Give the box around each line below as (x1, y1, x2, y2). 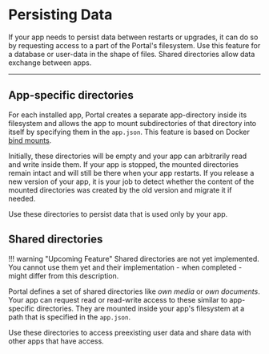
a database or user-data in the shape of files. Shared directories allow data (8, 49, 255, 59)
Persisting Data (8, 6, 113, 24)
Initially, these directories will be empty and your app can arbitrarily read (8, 151, 247, 161)
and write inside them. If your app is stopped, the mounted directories (8, 159, 239, 169)
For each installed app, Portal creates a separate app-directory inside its (8, 110, 247, 120)
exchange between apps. (8, 58, 92, 67)
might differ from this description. (8, 271, 119, 280)
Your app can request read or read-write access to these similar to (8, 295, 228, 304)
